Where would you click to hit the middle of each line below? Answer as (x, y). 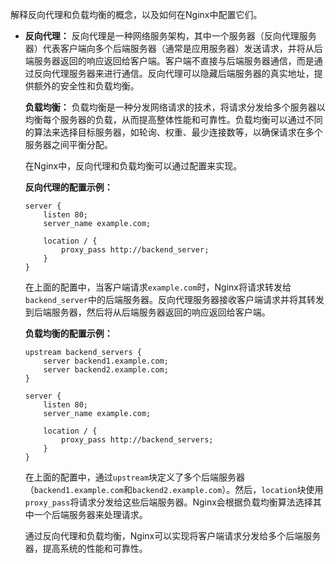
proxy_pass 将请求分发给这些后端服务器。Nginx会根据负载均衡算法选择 (168, 502)
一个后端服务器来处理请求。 (90, 514)
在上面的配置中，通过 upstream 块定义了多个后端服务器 (135, 477)
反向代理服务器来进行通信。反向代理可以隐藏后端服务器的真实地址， (174, 73)
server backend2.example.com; (106, 370)
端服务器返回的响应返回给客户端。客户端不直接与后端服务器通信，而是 (169, 61)
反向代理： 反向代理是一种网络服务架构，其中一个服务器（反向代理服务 (170, 36)
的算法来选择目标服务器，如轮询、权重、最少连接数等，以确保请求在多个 (173, 132)
